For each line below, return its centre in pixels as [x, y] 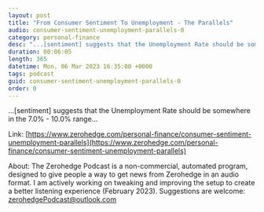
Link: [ [18, 134]
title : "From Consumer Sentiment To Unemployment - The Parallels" [121, 23]
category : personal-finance [54, 37]
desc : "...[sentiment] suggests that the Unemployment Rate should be [126, 45]
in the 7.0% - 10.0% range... [53, 119]
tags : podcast [31, 74]
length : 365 [27, 60]
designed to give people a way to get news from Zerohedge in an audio [124, 174]
